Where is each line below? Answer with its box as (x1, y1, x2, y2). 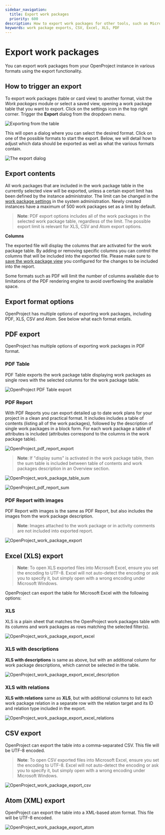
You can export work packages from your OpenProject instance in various (5, 63, 155, 69)
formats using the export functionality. (5, 68, 82, 74)
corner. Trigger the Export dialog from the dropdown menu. (5, 111, 126, 117)
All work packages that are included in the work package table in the (5, 182, 144, 188)
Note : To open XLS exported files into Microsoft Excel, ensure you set (17, 565, 159, 571)
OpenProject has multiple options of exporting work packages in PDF (5, 343, 145, 349)
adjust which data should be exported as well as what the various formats (5, 141, 154, 146)
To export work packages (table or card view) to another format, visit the (5, 95, 152, 101)
